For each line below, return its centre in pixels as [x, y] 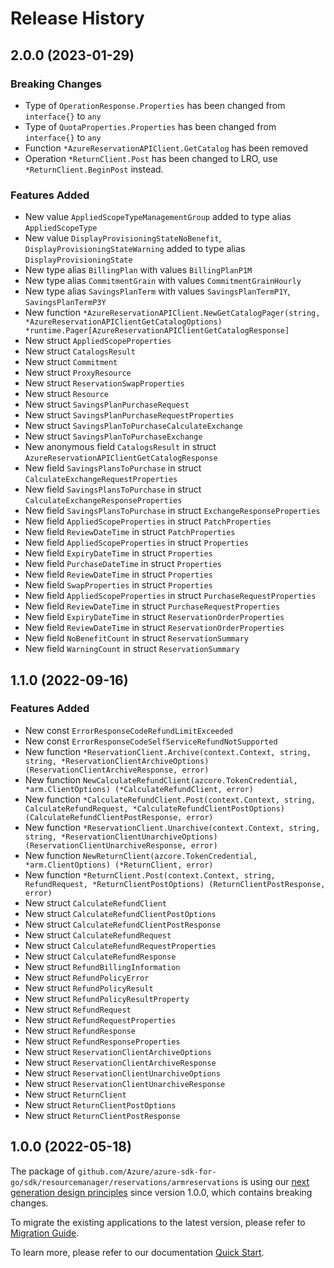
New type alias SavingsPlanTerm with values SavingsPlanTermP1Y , [157, 291]
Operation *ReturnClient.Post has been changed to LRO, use [151, 158]
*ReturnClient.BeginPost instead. [94, 169]
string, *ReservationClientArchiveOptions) [117, 761]
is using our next [275, 1181]
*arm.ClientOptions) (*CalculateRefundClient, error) [139, 789]
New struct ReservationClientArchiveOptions [118, 1051]
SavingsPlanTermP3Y [65, 303]
